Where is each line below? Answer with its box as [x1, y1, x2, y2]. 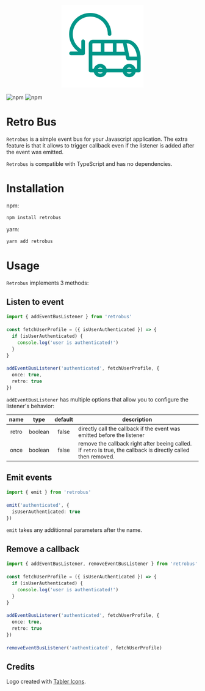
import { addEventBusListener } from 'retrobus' [6, 314, 132, 320]
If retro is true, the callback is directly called [78, 446, 190, 454]
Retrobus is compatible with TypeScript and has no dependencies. [6, 160, 173, 167]
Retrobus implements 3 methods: [6, 279, 89, 286]
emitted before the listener [78, 431, 145, 439]
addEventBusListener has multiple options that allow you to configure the [6, 395, 189, 403]
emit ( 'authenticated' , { [6, 502, 70, 508]
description [121, 416, 153, 424]
